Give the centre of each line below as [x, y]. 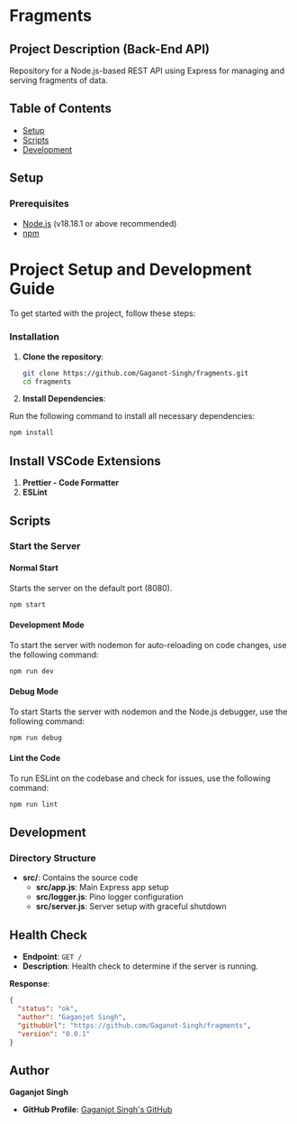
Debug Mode [34, 692]
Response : [30, 984]
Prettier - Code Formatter [71, 483]
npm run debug [36, 738]
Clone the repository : [63, 357]
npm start [28, 604]
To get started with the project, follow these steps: [103, 313]
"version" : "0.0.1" [54, 1034]
